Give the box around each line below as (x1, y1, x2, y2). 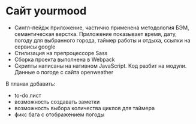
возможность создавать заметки (14, 98, 100, 105)
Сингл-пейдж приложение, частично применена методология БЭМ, (14, 24, 189, 31)
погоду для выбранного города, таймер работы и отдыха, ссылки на (14, 37, 191, 44)
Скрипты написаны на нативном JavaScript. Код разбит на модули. (14, 62, 187, 69)
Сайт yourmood (5, 4, 87, 18)
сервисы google (14, 43, 56, 50)
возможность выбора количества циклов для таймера (14, 104, 155, 111)
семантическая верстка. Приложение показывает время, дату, (14, 30, 177, 37)
